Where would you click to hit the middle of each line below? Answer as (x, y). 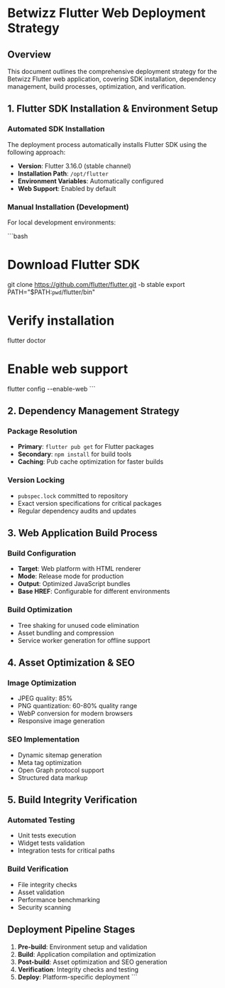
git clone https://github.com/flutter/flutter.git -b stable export (96, 284)
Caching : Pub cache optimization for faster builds (90, 462)
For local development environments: (61, 222)
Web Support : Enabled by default (67, 188)
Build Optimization (40, 610)
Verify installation (61, 321)
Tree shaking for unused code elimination (78, 625)
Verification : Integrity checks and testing (78, 969)
